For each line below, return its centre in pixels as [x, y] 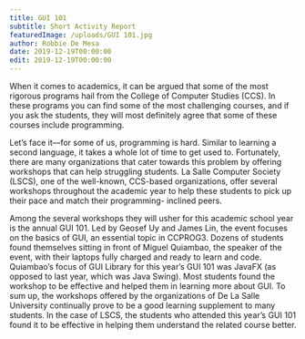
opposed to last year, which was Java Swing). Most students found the [142, 276]
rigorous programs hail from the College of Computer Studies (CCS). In [142, 96]
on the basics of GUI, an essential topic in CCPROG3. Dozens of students [147, 237]
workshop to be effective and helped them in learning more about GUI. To [147, 286]
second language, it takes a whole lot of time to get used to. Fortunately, [145, 152]
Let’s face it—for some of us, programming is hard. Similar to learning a [143, 143]
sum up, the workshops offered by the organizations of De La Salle [135, 296]
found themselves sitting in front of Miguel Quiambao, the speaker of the [146, 247]
